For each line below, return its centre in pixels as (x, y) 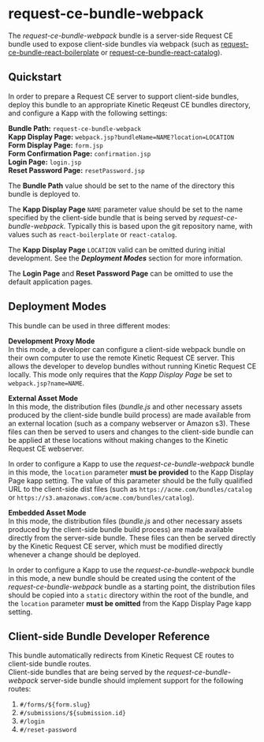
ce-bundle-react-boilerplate (54, 52)
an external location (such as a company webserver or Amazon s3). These (129, 423)
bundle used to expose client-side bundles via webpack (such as (113, 43)
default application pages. (50, 282)
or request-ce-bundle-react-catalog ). (162, 52)
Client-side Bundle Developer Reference (109, 636)
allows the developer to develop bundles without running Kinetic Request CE (132, 366)
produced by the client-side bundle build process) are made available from (130, 414)
